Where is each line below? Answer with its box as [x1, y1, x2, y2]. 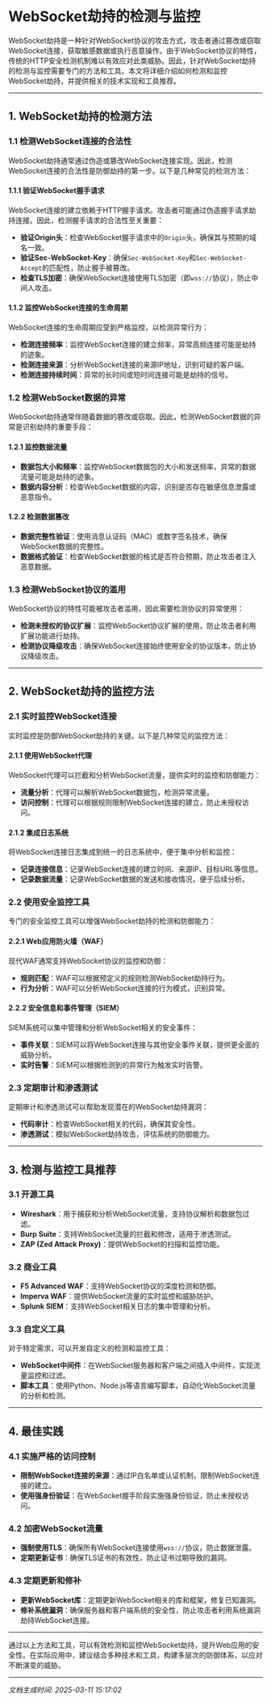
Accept [19, 264, 43, 272]
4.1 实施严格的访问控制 [8, 1451, 96, 1462]
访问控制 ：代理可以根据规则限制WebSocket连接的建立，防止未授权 [19, 797, 243, 807]
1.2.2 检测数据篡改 [8, 512, 70, 522]
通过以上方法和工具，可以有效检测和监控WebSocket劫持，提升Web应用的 [8, 1640, 252, 1649]
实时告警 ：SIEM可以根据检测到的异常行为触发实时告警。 [19, 1060, 207, 1070]
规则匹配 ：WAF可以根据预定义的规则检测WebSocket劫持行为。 [19, 973, 230, 982]
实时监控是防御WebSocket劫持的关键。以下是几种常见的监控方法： [8, 730, 231, 740]
